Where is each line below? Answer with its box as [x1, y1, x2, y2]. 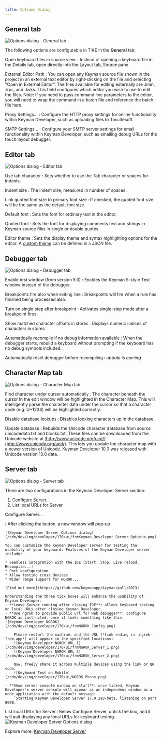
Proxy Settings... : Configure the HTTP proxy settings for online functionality [5, 112, 157, 117]
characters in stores [5, 326, 45, 331]
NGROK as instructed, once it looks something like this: [5, 615, 124, 620]
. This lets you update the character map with [66, 441, 156, 446]
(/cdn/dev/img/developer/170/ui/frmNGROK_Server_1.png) [5, 645, 120, 650]
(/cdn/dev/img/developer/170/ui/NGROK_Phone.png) [5, 674, 107, 679]
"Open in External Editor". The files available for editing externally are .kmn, [5, 82, 155, 87]
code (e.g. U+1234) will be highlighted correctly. [5, 406, 102, 412]
